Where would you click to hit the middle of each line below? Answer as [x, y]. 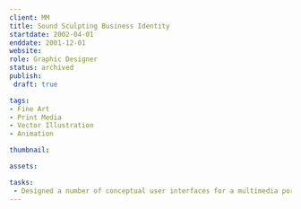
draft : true [35, 84]
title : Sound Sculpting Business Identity [90, 26]
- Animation [31, 134]
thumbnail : [30, 150]
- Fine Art [30, 109]
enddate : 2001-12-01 [48, 43]
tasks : [21, 182]
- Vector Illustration [52, 126]
